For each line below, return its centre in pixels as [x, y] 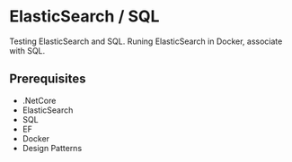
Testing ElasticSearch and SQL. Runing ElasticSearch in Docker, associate [146, 41]
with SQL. [27, 50]
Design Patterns [52, 148]
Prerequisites [48, 79]
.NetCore [39, 100]
